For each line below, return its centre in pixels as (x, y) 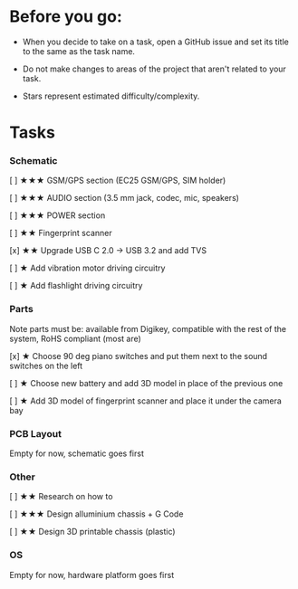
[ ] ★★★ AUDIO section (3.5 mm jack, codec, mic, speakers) (125, 198)
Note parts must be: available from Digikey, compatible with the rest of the (148, 328)
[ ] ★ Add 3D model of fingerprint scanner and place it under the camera (146, 401)
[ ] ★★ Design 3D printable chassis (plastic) (92, 532)
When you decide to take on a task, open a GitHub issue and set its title (156, 42)
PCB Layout (35, 433)
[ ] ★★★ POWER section (58, 215)
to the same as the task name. (79, 51)
